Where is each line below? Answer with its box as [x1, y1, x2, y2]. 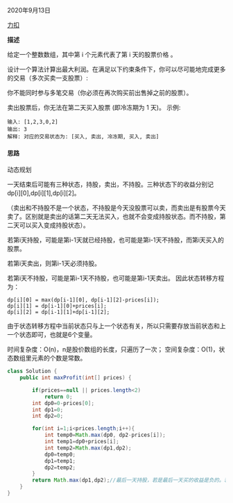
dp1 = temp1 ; [44, 457, 76, 464]
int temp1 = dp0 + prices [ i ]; [44, 438, 119, 445]
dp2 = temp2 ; [44, 464, 76, 471]
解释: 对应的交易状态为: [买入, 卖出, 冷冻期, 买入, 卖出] [7, 133, 159, 140]
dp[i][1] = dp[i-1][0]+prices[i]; [7, 303, 107, 310]
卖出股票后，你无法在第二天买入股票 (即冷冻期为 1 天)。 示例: [7, 104, 181, 111]
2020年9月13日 [7, 6, 51, 14]
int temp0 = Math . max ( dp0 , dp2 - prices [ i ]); [44, 431, 166, 439]
